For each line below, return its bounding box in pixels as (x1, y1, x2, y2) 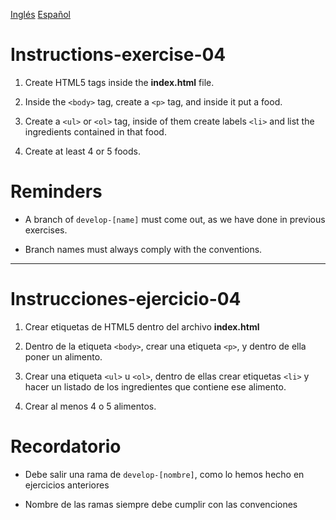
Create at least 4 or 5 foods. (24, 145, 141, 157)
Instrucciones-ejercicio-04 (10, 288, 242, 311)
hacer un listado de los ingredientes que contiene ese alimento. (24, 380, 287, 393)
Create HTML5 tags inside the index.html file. (24, 76, 215, 88)
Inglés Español (10, 9, 71, 20)
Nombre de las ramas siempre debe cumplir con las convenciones (24, 498, 298, 510)
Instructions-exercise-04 (10, 44, 227, 66)
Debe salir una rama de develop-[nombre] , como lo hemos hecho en (24, 468, 305, 480)
